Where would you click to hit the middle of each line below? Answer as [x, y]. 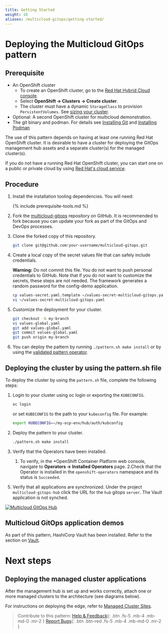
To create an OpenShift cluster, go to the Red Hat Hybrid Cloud [85, 90]
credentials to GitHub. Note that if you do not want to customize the [82, 275]
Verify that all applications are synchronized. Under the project [77, 487]
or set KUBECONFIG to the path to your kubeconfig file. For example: [80, 414]
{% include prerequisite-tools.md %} [50, 206]
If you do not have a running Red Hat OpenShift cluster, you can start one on [84, 163]
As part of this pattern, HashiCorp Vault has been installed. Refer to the [78, 535]
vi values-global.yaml [36, 323]
